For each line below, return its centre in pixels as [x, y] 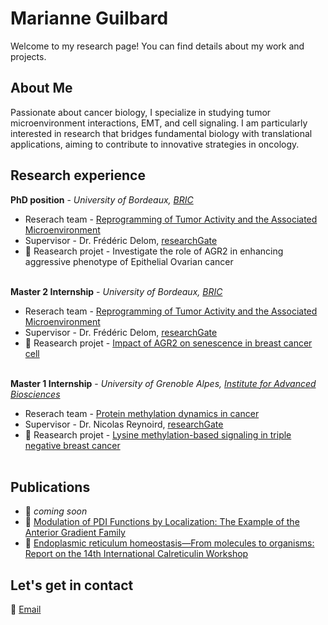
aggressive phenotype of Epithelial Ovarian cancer [129, 261]
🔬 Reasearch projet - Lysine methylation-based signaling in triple [158, 434]
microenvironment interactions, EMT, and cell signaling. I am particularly [159, 123]
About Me [41, 88]
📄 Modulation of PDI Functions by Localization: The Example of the [162, 522]
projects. [28, 56]
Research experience [78, 175]
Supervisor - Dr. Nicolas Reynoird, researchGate [124, 424]
